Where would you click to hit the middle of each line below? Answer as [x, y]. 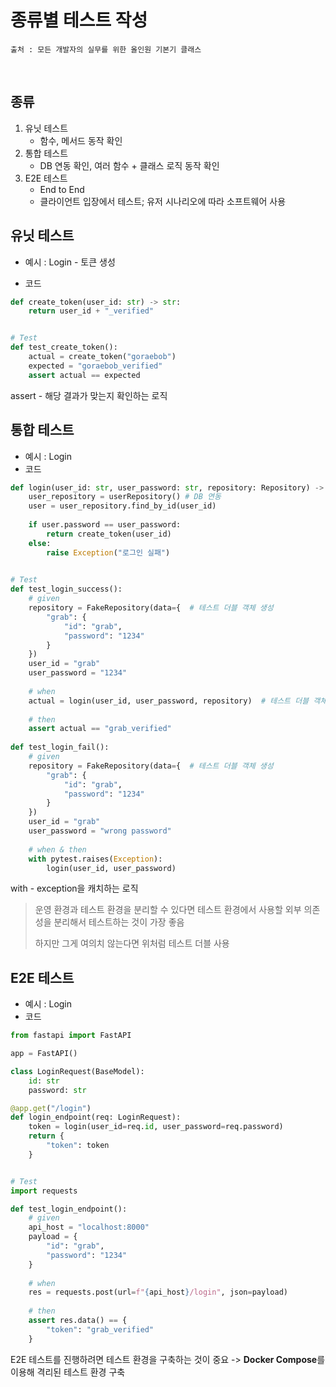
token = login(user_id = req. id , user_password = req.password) [156, 1127]
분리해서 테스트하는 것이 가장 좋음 [119, 922]
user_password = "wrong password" [100, 831]
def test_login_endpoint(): [69, 1209]
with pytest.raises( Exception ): [95, 859]
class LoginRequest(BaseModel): [77, 1071]
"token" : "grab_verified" [100, 1329]
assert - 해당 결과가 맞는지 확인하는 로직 [89, 395]
